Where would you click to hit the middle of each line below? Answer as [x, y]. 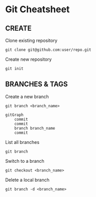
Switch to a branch [25, 161]
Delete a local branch [27, 180]
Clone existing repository [31, 40]
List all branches [22, 142]
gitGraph [14, 115]
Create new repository [29, 59]
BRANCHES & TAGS [37, 84]
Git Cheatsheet [37, 9]
